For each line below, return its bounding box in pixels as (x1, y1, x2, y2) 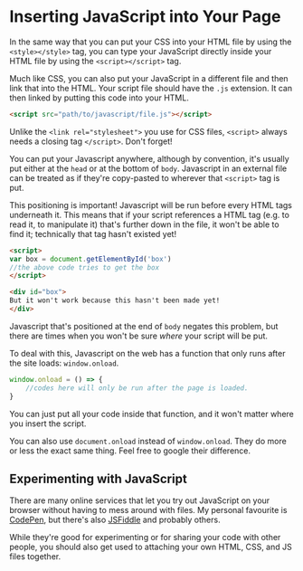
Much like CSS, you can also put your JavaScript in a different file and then (9, 72, 289, 83)
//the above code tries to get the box (9, 262, 160, 272)
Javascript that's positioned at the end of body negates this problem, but (9, 320, 279, 331)
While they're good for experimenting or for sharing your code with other (9, 532, 281, 543)
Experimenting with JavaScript (9, 471, 187, 486)
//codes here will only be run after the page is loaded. (25, 383, 249, 393)
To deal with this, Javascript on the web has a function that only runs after (9, 347, 286, 358)
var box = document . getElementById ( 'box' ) (9, 254, 172, 263)
